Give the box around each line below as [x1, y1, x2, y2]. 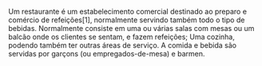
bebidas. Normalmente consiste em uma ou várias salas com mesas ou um [8, 24, 255, 33]
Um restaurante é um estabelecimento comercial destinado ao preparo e [8, 7, 248, 16]
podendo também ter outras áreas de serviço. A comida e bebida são [8, 41, 237, 50]
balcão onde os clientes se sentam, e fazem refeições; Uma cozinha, [8, 32, 236, 41]
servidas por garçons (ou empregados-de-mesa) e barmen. [8, 49, 205, 58]
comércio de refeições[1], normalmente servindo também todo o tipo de [8, 15, 245, 25]
